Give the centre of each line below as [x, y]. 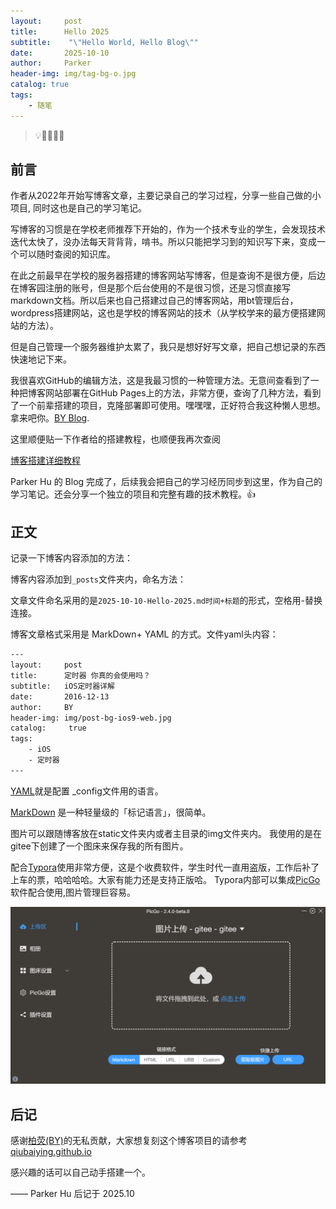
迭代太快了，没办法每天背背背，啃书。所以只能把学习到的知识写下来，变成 [163, 242]
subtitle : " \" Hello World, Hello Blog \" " [104, 42]
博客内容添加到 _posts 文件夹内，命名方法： [98, 579]
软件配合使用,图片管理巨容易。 [73, 892]
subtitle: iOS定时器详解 [62, 686]
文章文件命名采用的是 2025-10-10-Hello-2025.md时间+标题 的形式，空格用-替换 [166, 601]
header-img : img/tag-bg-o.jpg [73, 74]
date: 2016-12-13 [60, 696]
